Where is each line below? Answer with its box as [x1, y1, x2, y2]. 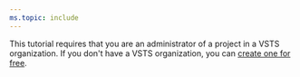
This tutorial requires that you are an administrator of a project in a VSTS [9, 38, 280, 49]
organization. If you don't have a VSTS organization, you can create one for [9, 47, 291, 59]
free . [9, 57, 27, 68]
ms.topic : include [9, 13, 79, 23]
